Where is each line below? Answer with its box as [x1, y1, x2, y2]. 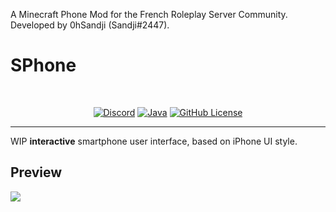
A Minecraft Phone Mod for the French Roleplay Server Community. [10, 9, 288, 20]
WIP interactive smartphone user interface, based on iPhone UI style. [10, 135, 298, 147]
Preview [10, 164, 63, 181]
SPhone [10, 54, 77, 77]
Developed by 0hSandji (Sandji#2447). [10, 19, 170, 31]
